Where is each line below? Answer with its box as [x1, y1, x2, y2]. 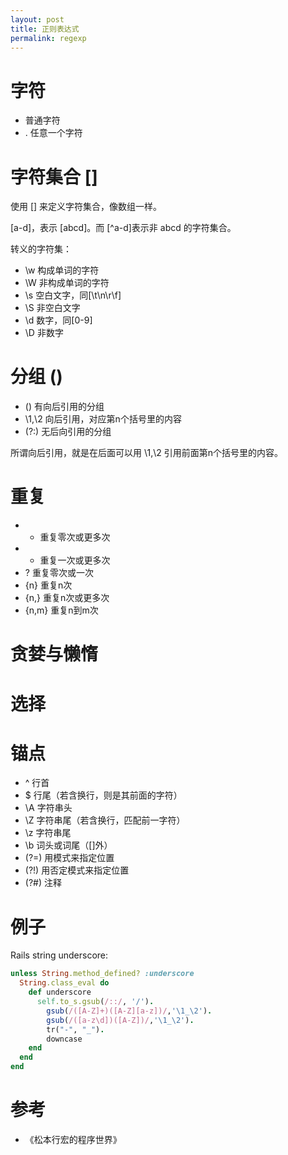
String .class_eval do [19, 978, 110, 988]
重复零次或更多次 [39, 531, 111, 543]
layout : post [10, 14, 65, 25]
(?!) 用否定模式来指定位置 [24, 864, 130, 876]
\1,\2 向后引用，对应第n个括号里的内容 [24, 413, 182, 425]
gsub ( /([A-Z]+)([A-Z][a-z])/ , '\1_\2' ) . [46, 1006, 213, 1016]
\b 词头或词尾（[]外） [24, 839, 113, 851]
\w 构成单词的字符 [24, 264, 100, 276]
